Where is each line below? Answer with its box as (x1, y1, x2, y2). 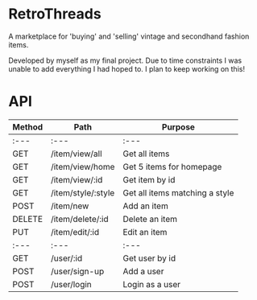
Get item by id (122, 174, 176, 185)
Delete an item (122, 213, 178, 224)
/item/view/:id (51, 174, 103, 185)
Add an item (122, 200, 169, 212)
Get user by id (122, 253, 176, 264)
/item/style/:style (51, 187, 115, 198)
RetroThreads (8, 5, 102, 23)
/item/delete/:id (51, 213, 109, 224)
